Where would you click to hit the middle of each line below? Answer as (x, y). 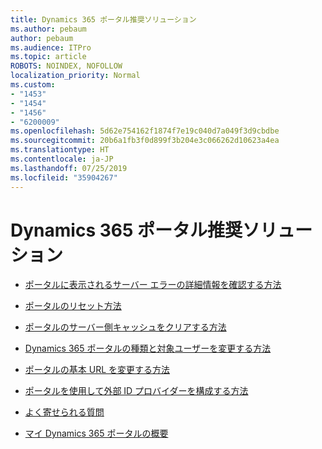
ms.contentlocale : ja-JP (62, 159)
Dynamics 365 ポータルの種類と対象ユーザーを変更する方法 (148, 348)
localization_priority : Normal (75, 76)
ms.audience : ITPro (51, 47)
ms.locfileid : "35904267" (64, 177)
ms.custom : (33, 85)
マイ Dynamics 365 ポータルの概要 (96, 433)
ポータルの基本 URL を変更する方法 (97, 370)
